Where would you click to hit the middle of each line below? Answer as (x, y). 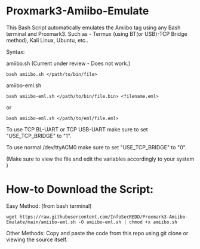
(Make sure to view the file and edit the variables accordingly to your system (100, 159)
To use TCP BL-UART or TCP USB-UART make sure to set (77, 129)
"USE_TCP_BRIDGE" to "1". (39, 136)
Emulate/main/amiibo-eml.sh (41, 222)
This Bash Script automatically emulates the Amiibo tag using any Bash (93, 27)
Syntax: (16, 51)
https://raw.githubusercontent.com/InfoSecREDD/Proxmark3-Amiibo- (104, 217)
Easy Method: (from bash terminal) (49, 206)
